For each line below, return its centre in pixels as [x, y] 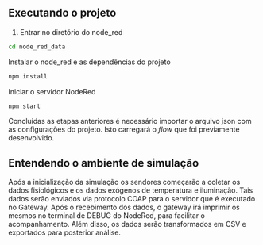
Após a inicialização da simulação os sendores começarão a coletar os [124, 182]
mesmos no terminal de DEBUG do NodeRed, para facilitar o [106, 216]
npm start [25, 106]
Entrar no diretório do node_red [71, 32]
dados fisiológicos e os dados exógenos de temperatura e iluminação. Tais [131, 190]
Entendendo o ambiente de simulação [104, 163]
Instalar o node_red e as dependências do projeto [89, 62]
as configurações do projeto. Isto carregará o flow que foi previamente [124, 129]
